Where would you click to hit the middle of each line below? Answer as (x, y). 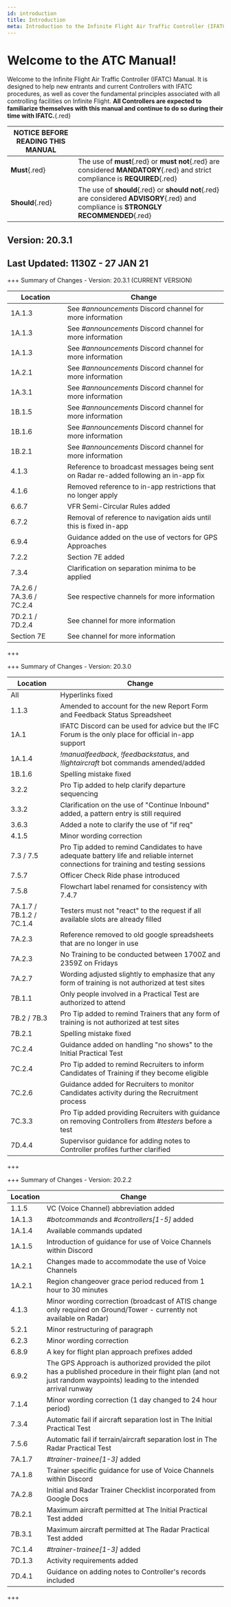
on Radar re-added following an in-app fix (136, 475)
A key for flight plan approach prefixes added (119, 1351)
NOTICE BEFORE (41, 133)
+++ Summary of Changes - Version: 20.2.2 (69, 1179)
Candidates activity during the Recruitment (129, 1092)
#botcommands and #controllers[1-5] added (120, 1219)
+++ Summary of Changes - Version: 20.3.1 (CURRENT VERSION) (100, 280)
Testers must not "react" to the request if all (131, 910)
